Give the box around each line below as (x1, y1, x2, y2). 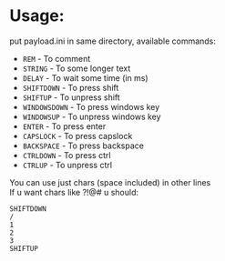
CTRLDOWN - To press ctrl (22, 149, 111, 160)
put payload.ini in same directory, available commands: (9, 35, 217, 46)
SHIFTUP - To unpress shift (22, 92, 120, 103)
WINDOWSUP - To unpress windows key (22, 111, 161, 122)
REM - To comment (22, 53, 91, 64)
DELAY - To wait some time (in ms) (22, 72, 148, 83)
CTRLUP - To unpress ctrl (22, 159, 112, 170)
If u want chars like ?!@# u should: (9, 186, 139, 197)
